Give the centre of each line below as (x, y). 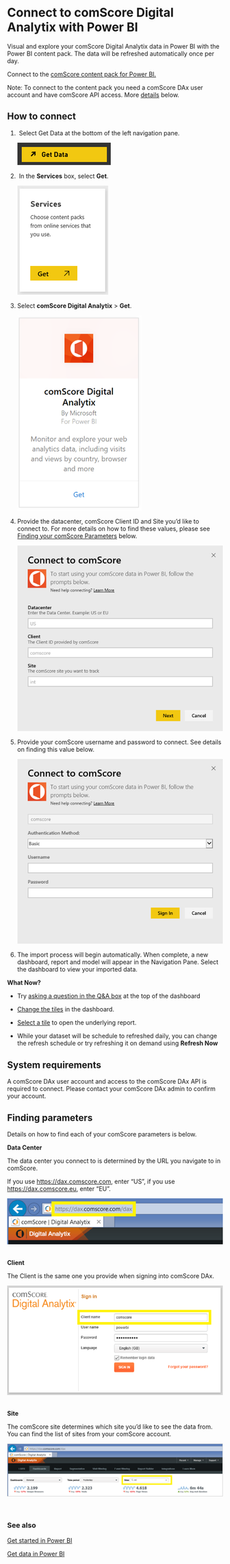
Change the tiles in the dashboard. (66, 1009)
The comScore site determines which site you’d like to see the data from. (110, 1427)
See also (22, 1526)
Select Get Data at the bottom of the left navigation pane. (99, 133)
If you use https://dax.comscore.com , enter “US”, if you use (91, 1181)
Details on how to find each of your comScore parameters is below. (102, 1134)
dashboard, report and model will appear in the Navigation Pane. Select (118, 962)
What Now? (24, 983)
